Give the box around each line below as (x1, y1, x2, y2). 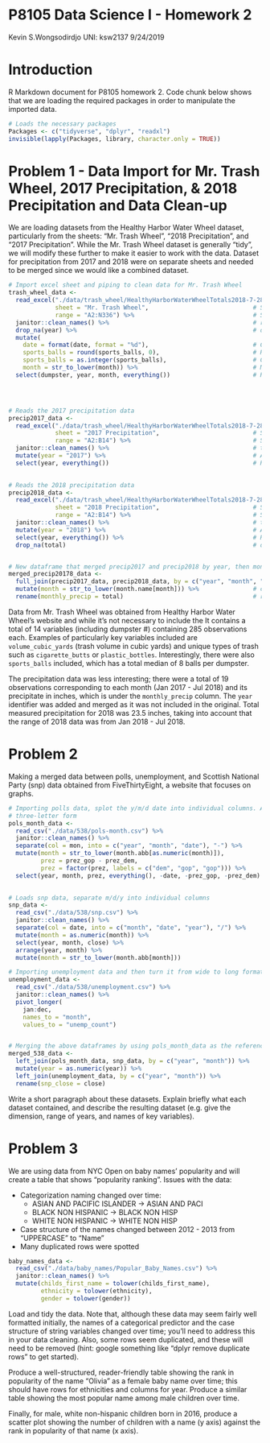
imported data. (8, 104, 58, 114)
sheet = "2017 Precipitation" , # (55, 429, 257, 437)
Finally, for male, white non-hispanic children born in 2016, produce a (8, 1408, 238, 1418)
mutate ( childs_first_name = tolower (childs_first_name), (15, 1280, 211, 1288)
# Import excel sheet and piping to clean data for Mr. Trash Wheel (8, 281, 243, 289)
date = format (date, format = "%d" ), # (22, 341, 257, 349)
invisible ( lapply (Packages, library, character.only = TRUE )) (8, 134, 221, 143)
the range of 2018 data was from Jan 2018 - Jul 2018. (8, 717, 186, 726)
